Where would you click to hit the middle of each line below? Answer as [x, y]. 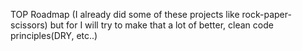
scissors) [29, 25]
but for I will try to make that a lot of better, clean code [161, 25]
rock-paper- [266, 14]
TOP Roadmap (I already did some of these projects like [125, 14]
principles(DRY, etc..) [54, 35]
